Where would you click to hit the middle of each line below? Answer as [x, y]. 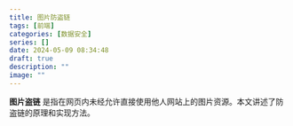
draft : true [31, 59]
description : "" [39, 67]
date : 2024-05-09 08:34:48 [59, 51]
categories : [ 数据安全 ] [50, 34]
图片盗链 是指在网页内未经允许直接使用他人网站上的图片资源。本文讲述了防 [146, 101]
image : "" [28, 75]
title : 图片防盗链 [40, 17]
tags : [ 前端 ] [32, 26]
